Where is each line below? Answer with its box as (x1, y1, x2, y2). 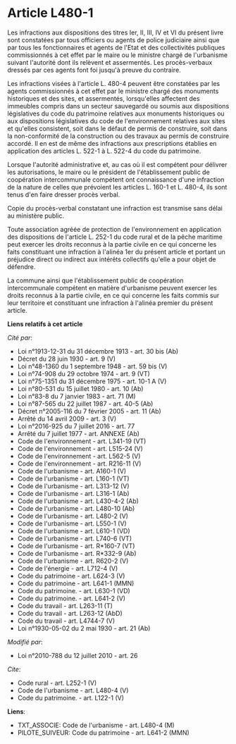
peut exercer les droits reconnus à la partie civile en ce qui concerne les (7, 240, 217, 248)
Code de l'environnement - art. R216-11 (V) (17, 459, 142, 468)
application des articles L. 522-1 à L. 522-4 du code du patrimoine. (7, 147, 201, 155)
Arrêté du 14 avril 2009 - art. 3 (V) (17, 414, 117, 423)
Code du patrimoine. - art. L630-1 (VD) (17, 586, 130, 595)
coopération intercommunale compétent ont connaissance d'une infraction (7, 175, 225, 184)
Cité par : (7, 333, 33, 342)
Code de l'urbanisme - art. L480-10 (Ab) (17, 504, 135, 512)
